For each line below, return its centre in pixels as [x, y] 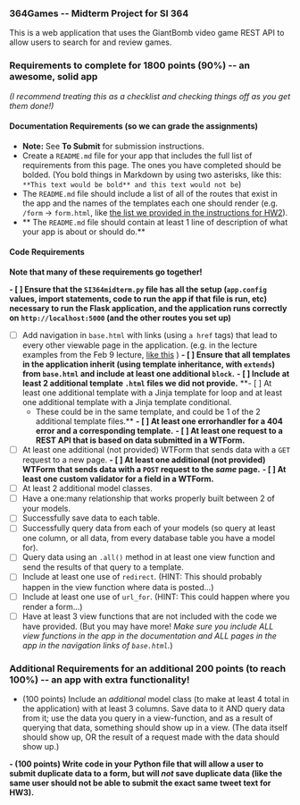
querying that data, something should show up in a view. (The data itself [155, 727]
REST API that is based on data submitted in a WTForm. [140, 440]
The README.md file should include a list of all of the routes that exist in [150, 193]
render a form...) [52, 606]
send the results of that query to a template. [103, 567]
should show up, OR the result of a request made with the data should [150, 737]
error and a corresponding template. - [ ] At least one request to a [159, 431]
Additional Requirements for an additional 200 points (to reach [148, 668]
